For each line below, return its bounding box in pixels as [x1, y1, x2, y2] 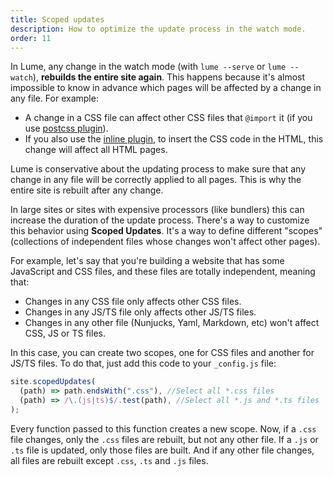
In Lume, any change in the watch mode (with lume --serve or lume [10, 61, 287, 73]
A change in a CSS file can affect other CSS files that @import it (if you [24, 112, 313, 124]
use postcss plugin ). [24, 122, 109, 135]
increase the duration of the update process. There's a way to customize [10, 214, 310, 226]
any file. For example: [10, 92, 99, 105]
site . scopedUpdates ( [10, 377, 97, 387]
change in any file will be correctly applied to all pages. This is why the [10, 174, 302, 186]
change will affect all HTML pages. [24, 144, 168, 156]
